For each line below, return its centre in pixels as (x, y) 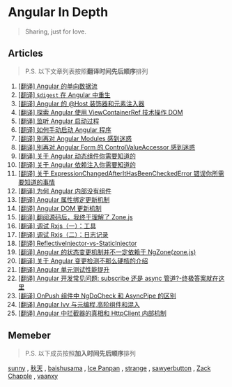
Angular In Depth (58, 12)
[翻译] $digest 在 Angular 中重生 (64, 94)
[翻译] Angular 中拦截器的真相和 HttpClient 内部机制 (92, 313)
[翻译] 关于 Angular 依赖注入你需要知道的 (77, 164)
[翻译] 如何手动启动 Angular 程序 (65, 129)
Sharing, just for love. (55, 31)
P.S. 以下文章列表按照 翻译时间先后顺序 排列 (86, 71)
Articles (26, 53)
